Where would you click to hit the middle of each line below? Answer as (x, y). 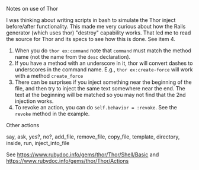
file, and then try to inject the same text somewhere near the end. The (100, 88)
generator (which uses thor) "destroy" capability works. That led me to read (99, 33)
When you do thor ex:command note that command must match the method (103, 51)
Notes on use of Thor (32, 9)
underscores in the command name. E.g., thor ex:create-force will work (104, 70)
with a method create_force (49, 76)
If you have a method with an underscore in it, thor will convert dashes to (104, 63)
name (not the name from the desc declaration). (73, 57)
